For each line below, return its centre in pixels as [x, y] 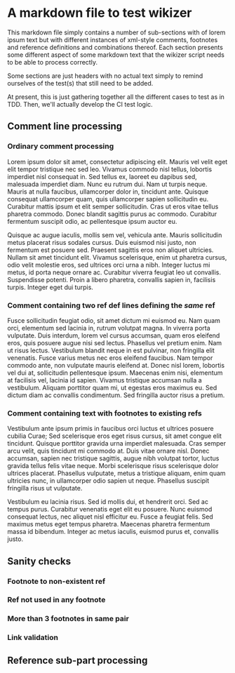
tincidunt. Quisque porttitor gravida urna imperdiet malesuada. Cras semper [117, 444]
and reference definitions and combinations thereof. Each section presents [115, 47]
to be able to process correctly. [53, 62]
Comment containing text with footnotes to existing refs [105, 413]
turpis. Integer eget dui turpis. [50, 287]
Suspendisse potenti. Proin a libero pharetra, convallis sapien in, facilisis [112, 279]
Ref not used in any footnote [56, 600]
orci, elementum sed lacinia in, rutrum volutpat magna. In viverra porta [109, 328]
